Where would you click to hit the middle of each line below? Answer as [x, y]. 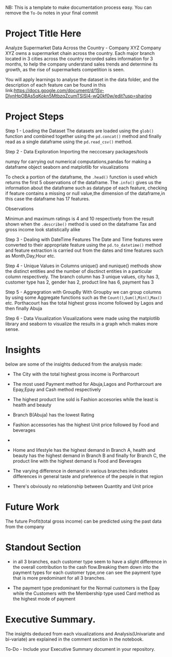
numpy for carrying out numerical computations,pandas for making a [78, 162]
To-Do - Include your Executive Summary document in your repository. [80, 649]
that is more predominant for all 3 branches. [59, 578]
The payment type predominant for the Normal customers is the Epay [86, 588]
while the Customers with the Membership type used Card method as [86, 593]
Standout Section [43, 547]
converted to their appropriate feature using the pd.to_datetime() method [83, 245]
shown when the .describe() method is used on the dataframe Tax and [81, 224]
